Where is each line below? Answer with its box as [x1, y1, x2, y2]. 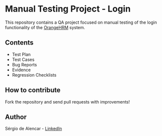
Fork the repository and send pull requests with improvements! [5, 99, 130, 105]
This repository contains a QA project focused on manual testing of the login [5, 19, 157, 25]
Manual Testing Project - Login [5, 3, 131, 15]
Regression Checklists [12, 72, 57, 78]
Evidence [12, 67, 31, 73]
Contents [5, 39, 34, 47]
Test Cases [12, 57, 35, 62]
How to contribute [5, 86, 61, 94]
